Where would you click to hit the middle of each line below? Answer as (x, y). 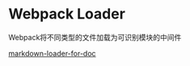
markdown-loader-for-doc (52, 53)
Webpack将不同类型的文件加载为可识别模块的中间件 (95, 37)
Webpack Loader (67, 14)
